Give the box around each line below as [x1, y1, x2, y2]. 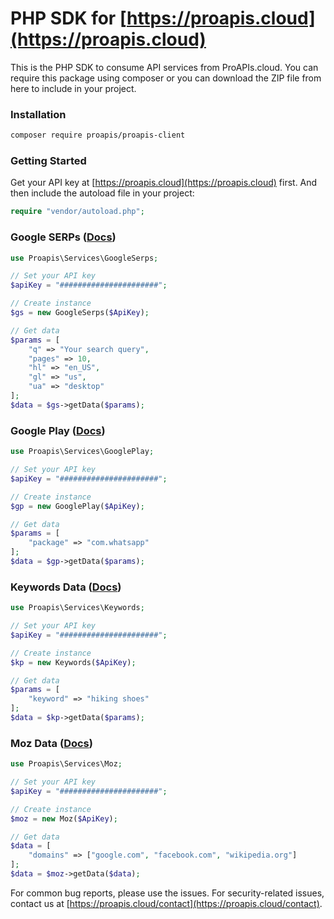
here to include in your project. [10, 82, 137, 94]
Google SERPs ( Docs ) [10, 230, 117, 244]
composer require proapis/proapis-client [10, 130, 186, 141]
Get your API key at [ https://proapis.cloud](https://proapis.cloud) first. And [10, 177, 318, 189]
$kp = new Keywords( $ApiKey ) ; [10, 657, 137, 667]
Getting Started [10, 154, 87, 168]
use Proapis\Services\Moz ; [10, 759, 123, 769]
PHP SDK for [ [10, 7, 127, 30]
